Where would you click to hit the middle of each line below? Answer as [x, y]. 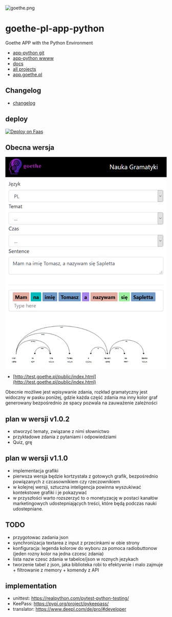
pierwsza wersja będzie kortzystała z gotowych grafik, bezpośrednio [85, 476]
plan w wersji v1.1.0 [37, 458]
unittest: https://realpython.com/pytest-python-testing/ [71, 598]
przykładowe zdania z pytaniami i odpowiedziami [64, 437]
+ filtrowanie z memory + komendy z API [56, 570]
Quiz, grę [22, 442]
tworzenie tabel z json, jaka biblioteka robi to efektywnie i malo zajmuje [88, 564]
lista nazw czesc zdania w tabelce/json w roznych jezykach [76, 559]
